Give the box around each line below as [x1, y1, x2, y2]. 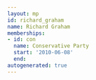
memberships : [7, 29, 46, 37]
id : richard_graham [7, 17, 64, 24]
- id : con [7, 36, 36, 43]
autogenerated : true [7, 62, 68, 69]
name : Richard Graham [7, 23, 71, 30]
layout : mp [7, 10, 39, 17]
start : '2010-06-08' [13, 49, 74, 56]
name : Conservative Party [13, 42, 90, 49]
